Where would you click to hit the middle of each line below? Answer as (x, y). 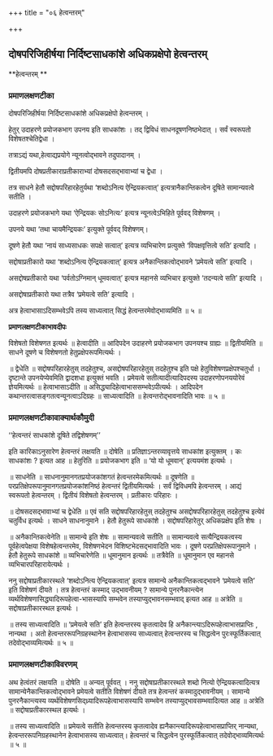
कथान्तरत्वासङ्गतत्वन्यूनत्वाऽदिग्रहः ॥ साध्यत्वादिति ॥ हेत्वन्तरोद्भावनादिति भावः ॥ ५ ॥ (117, 396)
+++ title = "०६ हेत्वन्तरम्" (47, 13)
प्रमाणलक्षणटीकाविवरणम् (43, 665)
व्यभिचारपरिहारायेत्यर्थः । (39, 565)
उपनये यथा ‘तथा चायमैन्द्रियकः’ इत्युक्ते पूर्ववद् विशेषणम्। (78, 229)
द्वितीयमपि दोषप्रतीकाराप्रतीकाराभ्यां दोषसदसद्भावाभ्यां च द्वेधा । (86, 172)
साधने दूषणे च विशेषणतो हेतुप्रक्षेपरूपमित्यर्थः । (65, 352)
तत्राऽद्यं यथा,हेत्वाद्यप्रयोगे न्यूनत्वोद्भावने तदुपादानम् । (75, 155)
